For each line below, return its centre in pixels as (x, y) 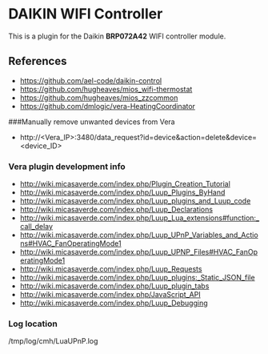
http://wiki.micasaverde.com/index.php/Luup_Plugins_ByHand (122, 192)
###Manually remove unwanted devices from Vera (92, 122)
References (38, 61)
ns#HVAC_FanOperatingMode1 (70, 243)
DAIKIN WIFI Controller (86, 14)
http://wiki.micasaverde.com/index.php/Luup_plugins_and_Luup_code (135, 201)
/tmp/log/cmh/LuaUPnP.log (53, 341)
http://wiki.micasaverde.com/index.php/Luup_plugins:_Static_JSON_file (137, 278)
